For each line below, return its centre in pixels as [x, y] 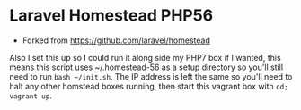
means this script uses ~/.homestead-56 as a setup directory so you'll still [146, 67]
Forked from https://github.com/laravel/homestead [116, 40]
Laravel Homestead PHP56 [111, 16]
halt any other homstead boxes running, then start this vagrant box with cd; [149, 86]
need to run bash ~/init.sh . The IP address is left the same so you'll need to [151, 76]
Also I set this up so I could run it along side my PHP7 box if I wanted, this [145, 57]
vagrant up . [31, 96]
